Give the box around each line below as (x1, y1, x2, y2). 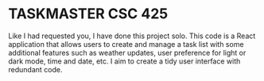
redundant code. (8, 64, 63, 74)
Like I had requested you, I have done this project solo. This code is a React (8, 31, 256, 40)
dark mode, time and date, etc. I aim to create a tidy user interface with (8, 56, 241, 66)
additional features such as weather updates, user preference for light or (8, 48, 247, 57)
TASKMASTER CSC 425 (8, 5, 169, 23)
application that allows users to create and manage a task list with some (8, 39, 244, 48)
